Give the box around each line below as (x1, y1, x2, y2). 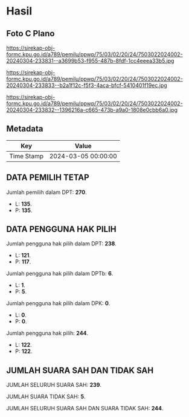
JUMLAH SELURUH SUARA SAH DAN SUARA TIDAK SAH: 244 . (6, 405, 164, 412)
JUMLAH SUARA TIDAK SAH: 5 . (6, 393, 86, 400)
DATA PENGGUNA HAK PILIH (6, 224, 117, 234)
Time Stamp (9, 152, 44, 160)
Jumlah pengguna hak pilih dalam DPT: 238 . (6, 240, 117, 247)
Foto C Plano (6, 28, 55, 39)
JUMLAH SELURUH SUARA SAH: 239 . (6, 381, 101, 389)
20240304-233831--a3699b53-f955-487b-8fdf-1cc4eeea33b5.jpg (6, 57, 175, 64)
